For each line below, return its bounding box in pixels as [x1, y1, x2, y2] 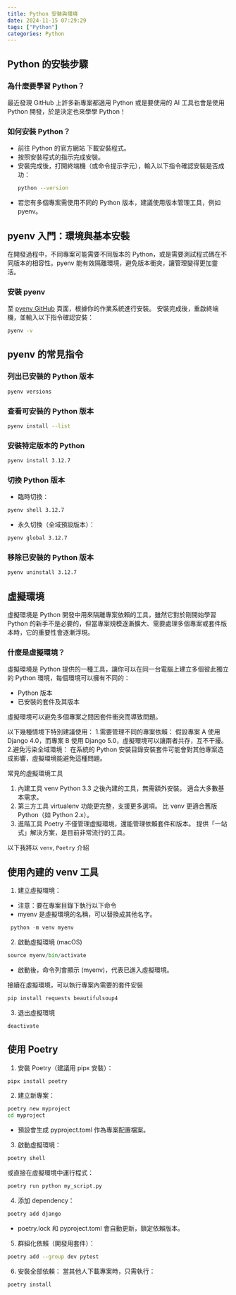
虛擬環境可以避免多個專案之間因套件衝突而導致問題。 [7, 713, 162, 721]
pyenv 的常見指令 [7, 348, 84, 361]
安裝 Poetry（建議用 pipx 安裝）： [17, 1063, 113, 1072]
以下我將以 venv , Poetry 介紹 [7, 843, 89, 852]
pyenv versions [7, 388, 52, 395]
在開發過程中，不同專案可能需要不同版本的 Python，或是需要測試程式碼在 [7, 250, 221, 258]
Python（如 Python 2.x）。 [17, 811, 93, 819]
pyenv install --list [7, 422, 71, 430]
